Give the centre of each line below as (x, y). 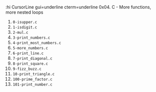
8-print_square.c (30, 64)
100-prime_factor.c (33, 79)
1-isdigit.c (25, 27)
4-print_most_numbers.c (37, 43)
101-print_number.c (33, 85)
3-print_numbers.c (31, 38)
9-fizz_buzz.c (27, 69)
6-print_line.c (28, 53)
